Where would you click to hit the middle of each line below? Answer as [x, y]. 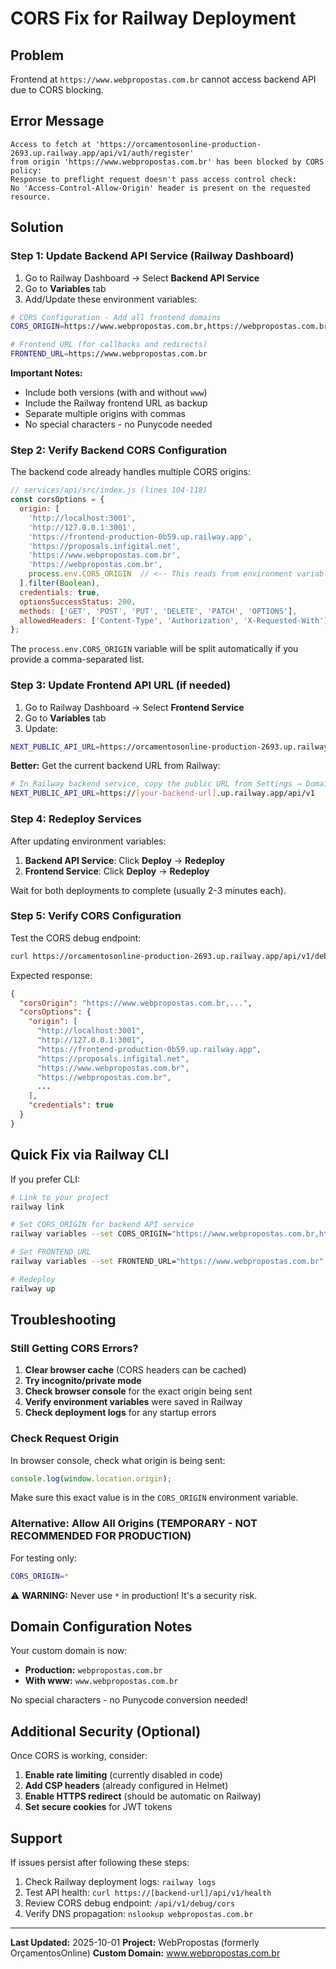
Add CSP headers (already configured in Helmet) [126, 1786]
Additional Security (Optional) [106, 1731]
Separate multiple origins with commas [105, 413]
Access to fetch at [51, 144]
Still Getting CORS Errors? [74, 1348]
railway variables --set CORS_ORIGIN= [91, 1234]
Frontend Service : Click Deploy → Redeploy [117, 871]
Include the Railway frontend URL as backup [116, 403]
